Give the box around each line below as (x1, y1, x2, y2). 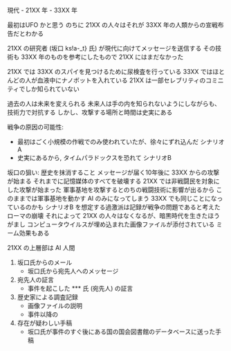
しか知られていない (25, 85, 80, 93)
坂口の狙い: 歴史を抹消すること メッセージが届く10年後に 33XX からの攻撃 (7, 168, 220, 177)
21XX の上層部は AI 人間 (7, 244, 75, 251)
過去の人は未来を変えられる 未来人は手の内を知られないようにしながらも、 (7, 100, 221, 107)
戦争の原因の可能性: (7, 123, 64, 131)
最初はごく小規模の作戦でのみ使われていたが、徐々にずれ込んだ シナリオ (17, 138, 225, 145)
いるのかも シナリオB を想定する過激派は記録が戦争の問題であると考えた (12, 203, 221, 211)
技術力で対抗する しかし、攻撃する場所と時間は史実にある (7, 108, 173, 116)
